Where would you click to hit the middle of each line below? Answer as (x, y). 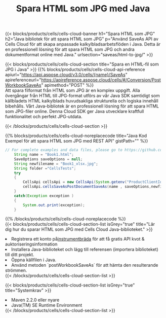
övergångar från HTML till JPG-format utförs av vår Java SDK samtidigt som (83, 96)
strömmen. (16, 270)
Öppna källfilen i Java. (34, 260)
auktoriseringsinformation (31, 244)
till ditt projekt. (20, 255)
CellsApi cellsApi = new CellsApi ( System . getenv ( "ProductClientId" (94, 182)
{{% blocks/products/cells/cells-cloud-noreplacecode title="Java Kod (76, 136)
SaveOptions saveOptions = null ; (48, 159)
